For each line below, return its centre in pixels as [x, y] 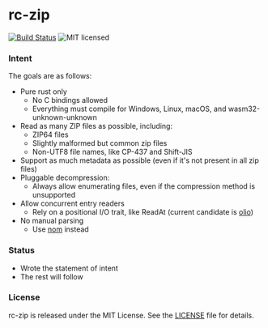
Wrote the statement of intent [69, 268]
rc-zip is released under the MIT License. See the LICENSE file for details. [132, 315]
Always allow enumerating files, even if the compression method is [144, 186]
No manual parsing [52, 221]
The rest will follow [51, 276]
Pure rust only [43, 92]
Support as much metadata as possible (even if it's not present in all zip [139, 160]
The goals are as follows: [50, 76]
